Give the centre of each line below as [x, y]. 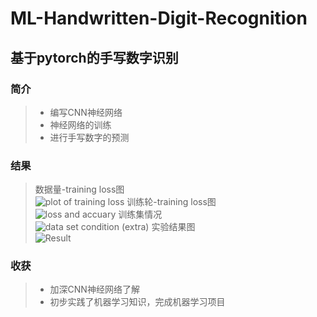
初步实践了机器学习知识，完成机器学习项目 [137, 302]
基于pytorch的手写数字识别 [94, 57]
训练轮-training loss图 [171, 202]
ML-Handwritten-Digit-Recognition [159, 18]
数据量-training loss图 [79, 189]
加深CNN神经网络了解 [94, 289]
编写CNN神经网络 [86, 112]
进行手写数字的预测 [89, 137]
